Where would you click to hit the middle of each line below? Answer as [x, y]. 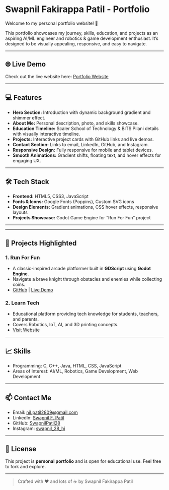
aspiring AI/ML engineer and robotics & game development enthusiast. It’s [82, 38]
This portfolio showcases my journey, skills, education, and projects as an [82, 33]
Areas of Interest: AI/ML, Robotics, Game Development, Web [75, 371]
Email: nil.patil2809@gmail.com [45, 412]
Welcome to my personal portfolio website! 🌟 [52, 23]
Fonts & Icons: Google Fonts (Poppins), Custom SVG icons [73, 202]
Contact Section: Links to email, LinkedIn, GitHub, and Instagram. [81, 144]
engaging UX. [27, 160]
